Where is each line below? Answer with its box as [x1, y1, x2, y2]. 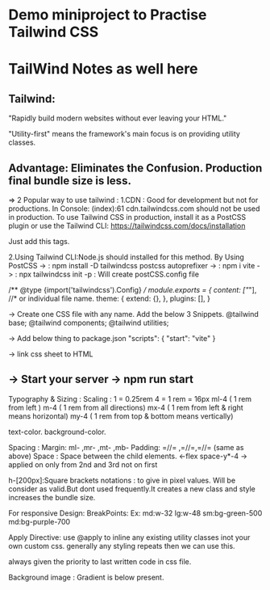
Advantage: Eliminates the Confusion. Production [8, 161, 263, 175]
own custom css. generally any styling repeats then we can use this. [8, 541, 235, 550]
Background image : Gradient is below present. [8, 572, 164, 582]
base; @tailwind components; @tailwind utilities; [8, 318, 169, 327]
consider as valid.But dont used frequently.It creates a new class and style [8, 483, 255, 494]
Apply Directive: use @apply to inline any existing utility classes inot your [8, 532, 251, 542]
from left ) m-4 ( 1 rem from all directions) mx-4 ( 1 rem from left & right [8, 402, 243, 412]
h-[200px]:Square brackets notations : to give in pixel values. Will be [8, 475, 236, 485]
